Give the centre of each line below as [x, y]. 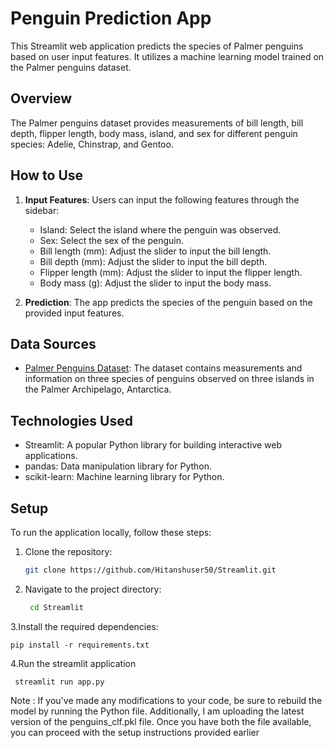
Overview [41, 98]
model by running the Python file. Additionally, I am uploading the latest [157, 711]
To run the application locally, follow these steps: [111, 532]
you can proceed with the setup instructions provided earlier [135, 732]
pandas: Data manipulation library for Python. [118, 466]
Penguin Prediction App [111, 18]
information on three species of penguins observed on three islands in [169, 379]
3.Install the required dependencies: [84, 626]
